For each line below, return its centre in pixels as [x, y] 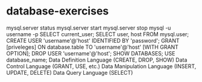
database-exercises [58, 11]
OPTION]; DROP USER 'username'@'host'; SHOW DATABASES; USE [91, 53]
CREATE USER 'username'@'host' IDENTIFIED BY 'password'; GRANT [93, 40]
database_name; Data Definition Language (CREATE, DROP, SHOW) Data [97, 60]
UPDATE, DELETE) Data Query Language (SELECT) [70, 72]
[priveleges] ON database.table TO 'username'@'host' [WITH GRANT [93, 47]
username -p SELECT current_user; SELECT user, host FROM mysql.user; [98, 34]
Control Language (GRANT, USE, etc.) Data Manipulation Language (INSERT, [101, 66]
